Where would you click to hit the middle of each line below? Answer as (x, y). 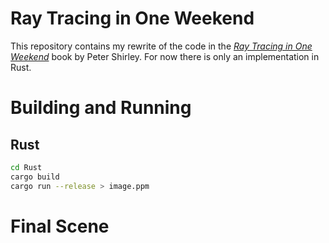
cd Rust (26, 167)
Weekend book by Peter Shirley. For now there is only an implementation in (165, 56)
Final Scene (60, 226)
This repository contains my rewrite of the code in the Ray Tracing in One (161, 46)
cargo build (35, 177)
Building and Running (101, 108)
